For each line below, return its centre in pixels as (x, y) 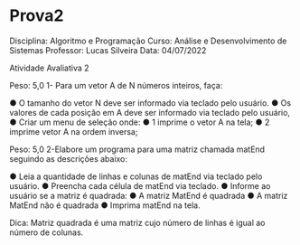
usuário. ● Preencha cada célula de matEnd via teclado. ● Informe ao (140, 185)
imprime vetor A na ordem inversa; (74, 131)
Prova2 (37, 16)
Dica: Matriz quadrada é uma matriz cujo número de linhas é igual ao (137, 222)
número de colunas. (47, 232)
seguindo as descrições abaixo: (69, 158)
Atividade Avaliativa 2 (49, 68)
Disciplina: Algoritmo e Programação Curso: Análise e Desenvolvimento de (148, 41)
